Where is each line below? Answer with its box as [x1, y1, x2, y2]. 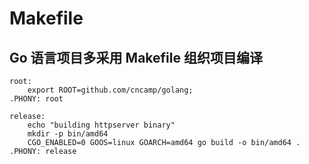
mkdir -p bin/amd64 [27, 129, 109, 139]
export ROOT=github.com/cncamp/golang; [27, 85, 194, 95]
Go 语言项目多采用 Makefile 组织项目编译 [9, 49, 263, 66]
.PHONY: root [9, 94, 64, 104]
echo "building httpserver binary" [27, 120, 176, 130]
